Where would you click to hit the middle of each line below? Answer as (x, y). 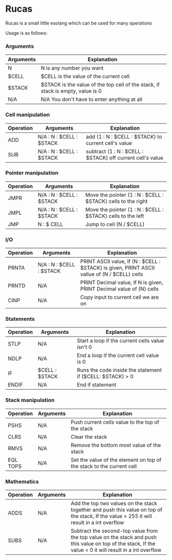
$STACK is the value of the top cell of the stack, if (100, 85)
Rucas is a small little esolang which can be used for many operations (79, 23)
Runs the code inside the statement (119, 370)
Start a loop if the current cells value (120, 341)
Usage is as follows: (26, 33)
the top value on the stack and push (114, 537)
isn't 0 (84, 347)
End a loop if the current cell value (118, 355)
